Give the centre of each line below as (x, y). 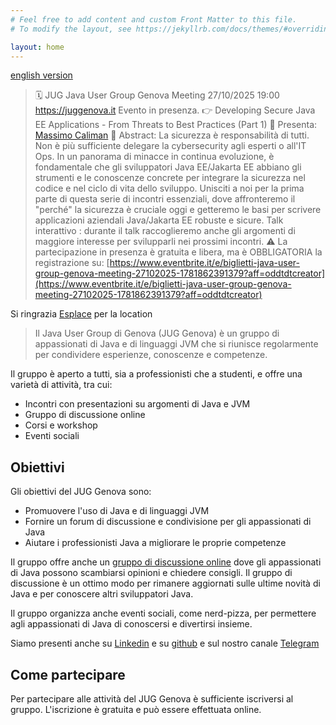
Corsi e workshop (61, 425)
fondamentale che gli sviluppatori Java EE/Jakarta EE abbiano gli (168, 167)
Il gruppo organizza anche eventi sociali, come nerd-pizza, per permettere (163, 613)
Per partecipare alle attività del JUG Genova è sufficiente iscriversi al (152, 699)
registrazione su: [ (72, 263)
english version (41, 75)
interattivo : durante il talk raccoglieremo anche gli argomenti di (165, 231)
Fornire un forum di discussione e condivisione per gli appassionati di (168, 522)
